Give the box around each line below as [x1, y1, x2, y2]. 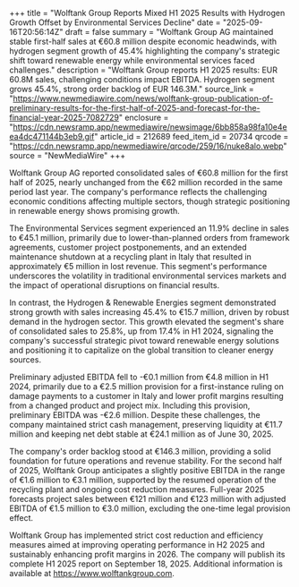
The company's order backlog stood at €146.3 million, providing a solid [9, 447, 271, 456]
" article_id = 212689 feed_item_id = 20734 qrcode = [93, 132, 289, 141]
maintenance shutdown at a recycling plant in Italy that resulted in [9, 251, 252, 262]
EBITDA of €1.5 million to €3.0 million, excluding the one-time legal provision [9, 503, 291, 514]
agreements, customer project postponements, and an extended [9, 242, 248, 252]
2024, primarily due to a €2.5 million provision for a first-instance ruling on [9, 381, 284, 392]
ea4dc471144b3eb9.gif [9, 132, 95, 141]
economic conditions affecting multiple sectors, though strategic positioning [9, 196, 291, 207]
